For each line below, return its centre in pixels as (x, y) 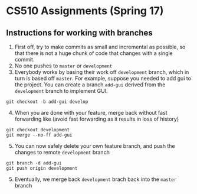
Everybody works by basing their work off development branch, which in (102, 72)
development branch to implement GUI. (61, 91)
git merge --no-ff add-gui (39, 135)
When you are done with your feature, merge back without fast (91, 113)
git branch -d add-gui (34, 163)
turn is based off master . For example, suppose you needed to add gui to (103, 78)
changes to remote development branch (62, 152)
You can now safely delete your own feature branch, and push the (95, 146)
